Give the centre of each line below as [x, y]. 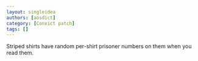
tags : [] [17, 29]
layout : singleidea [31, 12]
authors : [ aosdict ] [31, 18]
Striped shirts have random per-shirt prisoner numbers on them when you [99, 46]
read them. [20, 53]
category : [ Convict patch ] [41, 23]
